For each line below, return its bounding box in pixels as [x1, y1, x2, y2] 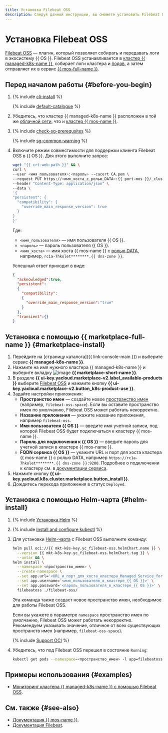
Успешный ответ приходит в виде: [12, 262, 86, 268]
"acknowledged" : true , [17, 277, 62, 282]
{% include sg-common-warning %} [12, 138, 87, 144]
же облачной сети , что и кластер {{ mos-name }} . [12, 118, 118, 124]
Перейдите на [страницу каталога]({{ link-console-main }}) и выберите [12, 353, 163, 360]
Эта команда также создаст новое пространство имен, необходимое [12, 596, 161, 602]
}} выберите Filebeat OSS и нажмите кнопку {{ [12, 380, 112, 386]
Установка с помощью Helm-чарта [5, 495, 120, 504]
